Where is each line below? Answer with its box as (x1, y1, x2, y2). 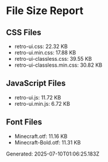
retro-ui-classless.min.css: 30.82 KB (14, 61, 103, 68)
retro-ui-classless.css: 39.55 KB (14, 56, 92, 62)
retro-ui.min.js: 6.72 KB (14, 100, 70, 107)
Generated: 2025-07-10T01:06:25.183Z (6, 150, 100, 157)
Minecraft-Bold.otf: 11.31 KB (14, 139, 81, 146)
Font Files (6, 117, 43, 127)
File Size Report (6, 4, 83, 18)
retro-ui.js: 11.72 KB (14, 94, 61, 101)
